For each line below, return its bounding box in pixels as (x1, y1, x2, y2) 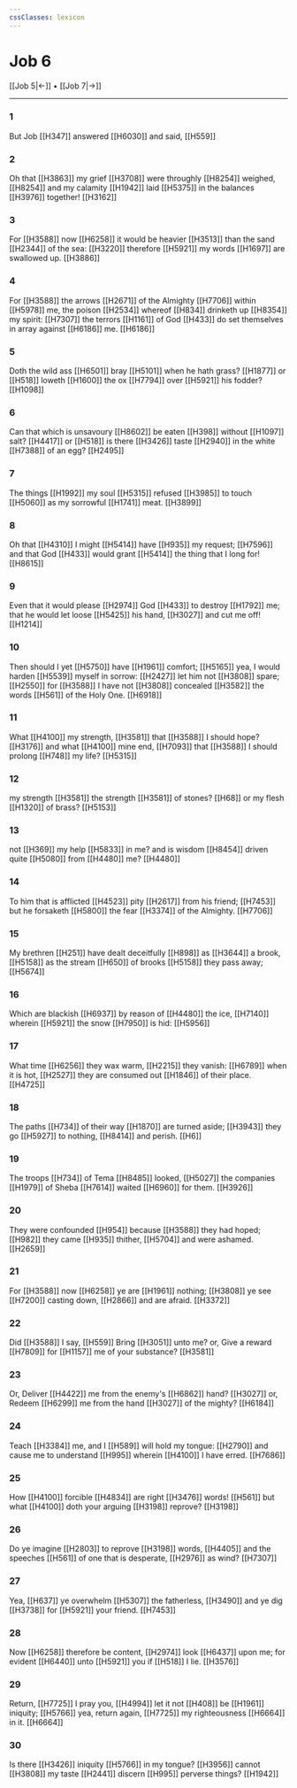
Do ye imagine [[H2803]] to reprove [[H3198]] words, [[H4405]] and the (9, 1544, 271, 1554)
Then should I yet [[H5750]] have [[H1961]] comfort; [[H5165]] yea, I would (9, 661, 281, 672)
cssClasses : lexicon (9, 12, 86, 22)
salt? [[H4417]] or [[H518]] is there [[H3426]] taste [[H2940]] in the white (9, 435, 276, 447)
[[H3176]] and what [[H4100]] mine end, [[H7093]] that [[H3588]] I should (9, 741, 278, 751)
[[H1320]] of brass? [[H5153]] (9, 802, 117, 813)
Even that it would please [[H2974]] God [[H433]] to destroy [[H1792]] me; (9, 600, 280, 611)
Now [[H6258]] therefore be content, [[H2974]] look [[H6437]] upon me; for (9, 1646, 286, 1657)
